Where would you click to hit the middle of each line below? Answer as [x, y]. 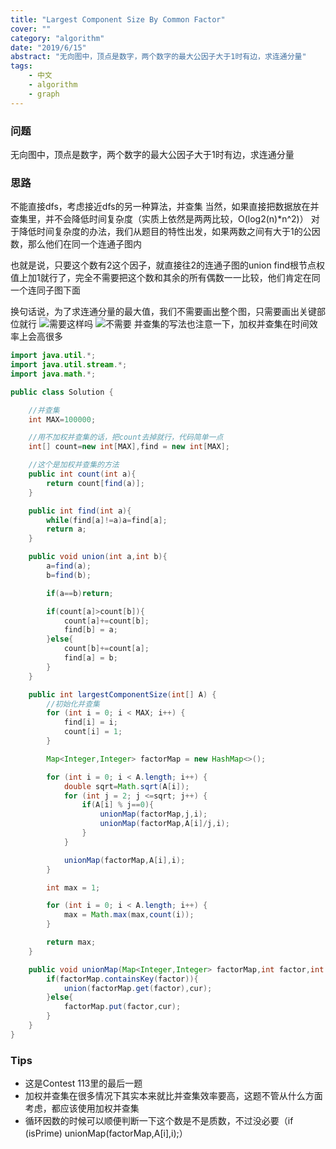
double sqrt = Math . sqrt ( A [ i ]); [126, 786]
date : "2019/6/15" [48, 47]
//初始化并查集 [73, 704]
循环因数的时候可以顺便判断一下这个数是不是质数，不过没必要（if [159, 1121]
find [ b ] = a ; [90, 630]
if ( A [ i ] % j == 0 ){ [118, 805]
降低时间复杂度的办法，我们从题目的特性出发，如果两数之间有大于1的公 [165, 232]
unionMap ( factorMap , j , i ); [153, 814]
